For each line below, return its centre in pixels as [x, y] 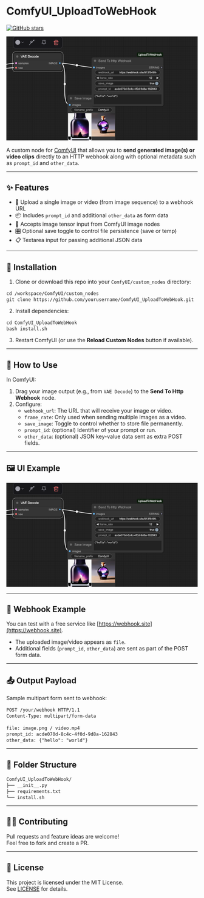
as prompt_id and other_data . [43, 163]
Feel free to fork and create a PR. [48, 843]
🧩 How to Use [32, 365]
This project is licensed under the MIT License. [65, 882]
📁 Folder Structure [42, 765]
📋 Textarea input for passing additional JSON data [79, 240]
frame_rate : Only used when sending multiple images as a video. [105, 417]
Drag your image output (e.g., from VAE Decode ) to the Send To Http [99, 391]
